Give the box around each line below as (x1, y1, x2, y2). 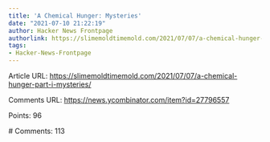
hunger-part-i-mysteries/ (8, 79, 92, 89)
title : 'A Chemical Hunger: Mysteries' (8, 11, 142, 20)
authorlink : (8, 34, 48, 43)
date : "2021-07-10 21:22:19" (8, 19, 106, 27)
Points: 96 (8, 111, 43, 120)
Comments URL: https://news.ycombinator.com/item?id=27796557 (8, 95, 230, 104)
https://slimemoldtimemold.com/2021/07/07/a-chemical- (49, 71, 238, 80)
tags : (8, 42, 27, 50)
